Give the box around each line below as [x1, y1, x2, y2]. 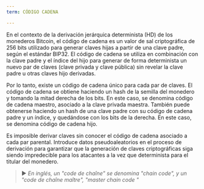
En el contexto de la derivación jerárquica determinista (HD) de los [6, 31, 174, 38]
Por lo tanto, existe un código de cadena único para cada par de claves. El [6, 81, 193, 89]
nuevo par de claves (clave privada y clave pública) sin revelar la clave [6, 63, 183, 70]
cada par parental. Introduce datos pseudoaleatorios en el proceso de [6, 138, 182, 146]
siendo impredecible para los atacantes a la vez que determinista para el [6, 151, 189, 159]
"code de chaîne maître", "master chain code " [21, 176, 139, 183]
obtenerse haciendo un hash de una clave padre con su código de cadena [6, 107, 193, 114]
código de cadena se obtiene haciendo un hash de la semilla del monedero [6, 88, 195, 95]
